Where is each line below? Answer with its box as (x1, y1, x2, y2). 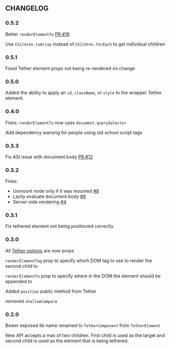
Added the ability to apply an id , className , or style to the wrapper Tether (5, 89, 162, 96)
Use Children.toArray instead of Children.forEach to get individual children (5, 41, 165, 47)
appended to (5, 278, 32, 284)
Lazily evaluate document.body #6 (12, 194, 86, 200)
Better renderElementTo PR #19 (5, 31, 70, 37)
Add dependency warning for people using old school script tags (5, 129, 142, 135)
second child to (5, 263, 38, 269)
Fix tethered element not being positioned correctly (5, 223, 114, 229)
